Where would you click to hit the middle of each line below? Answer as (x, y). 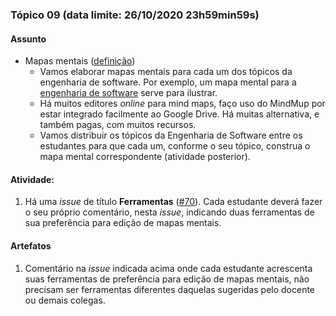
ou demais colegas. (65, 300)
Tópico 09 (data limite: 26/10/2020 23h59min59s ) (135, 15)
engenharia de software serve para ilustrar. (128, 93)
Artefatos (31, 245)
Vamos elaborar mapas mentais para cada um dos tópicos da (166, 72)
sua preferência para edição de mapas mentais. (123, 223)
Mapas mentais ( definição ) (80, 61)
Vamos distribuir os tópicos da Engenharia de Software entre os (171, 135)
